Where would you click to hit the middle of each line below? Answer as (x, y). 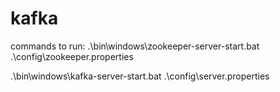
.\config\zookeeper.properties (72, 56)
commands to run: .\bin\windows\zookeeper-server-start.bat (135, 46)
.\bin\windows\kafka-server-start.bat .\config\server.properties (140, 76)
